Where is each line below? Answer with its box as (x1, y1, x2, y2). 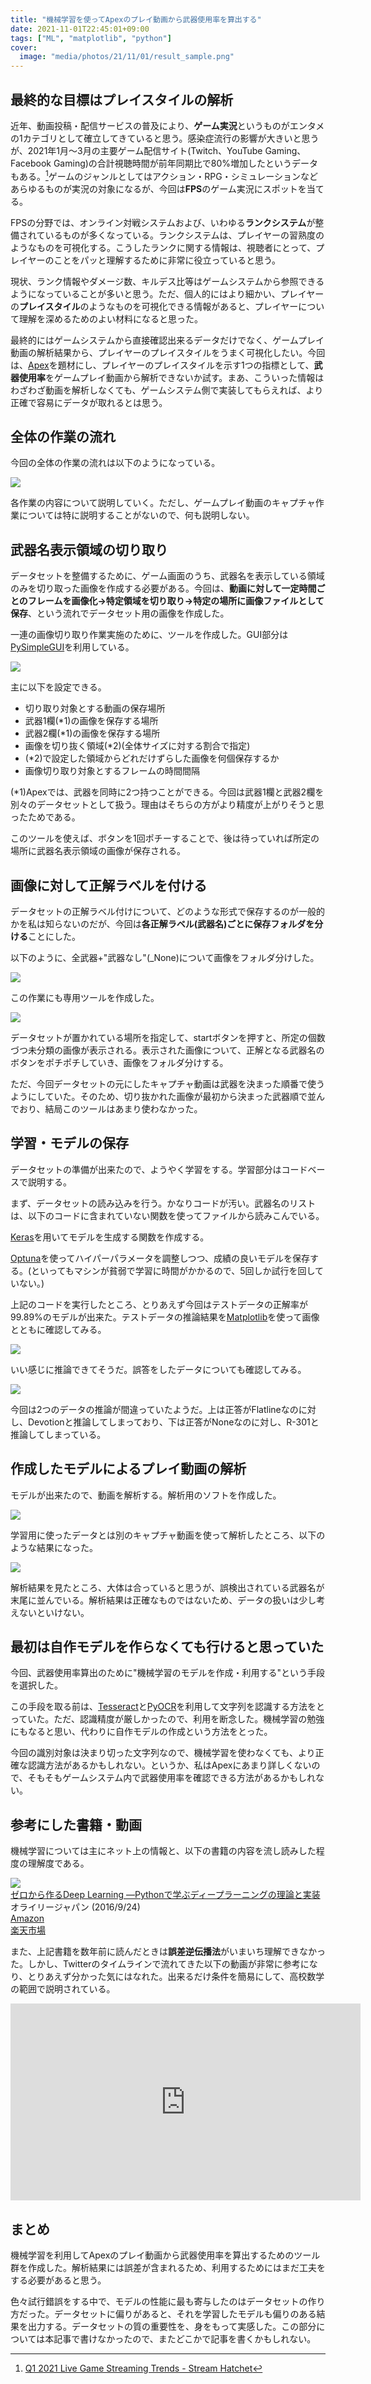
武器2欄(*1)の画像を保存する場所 (24, 727, 161, 740)
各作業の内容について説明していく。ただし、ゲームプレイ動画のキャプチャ (10, 497, 316, 509)
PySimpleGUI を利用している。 (10, 641, 135, 653)
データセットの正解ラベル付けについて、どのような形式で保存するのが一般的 (10, 906, 325, 918)
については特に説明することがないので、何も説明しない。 (18, 509, 255, 521)
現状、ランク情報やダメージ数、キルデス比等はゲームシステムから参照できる (10, 275, 325, 287)
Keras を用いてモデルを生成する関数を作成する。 (10, 1231, 210, 1243)
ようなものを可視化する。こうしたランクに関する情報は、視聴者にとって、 (10, 241, 317, 253)
